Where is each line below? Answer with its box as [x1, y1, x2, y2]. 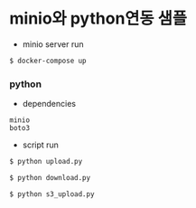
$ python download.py [9, 173, 91, 182]
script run [22, 139, 59, 150]
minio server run [22, 38, 84, 50]
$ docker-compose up [9, 56, 88, 65]
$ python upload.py [9, 157, 83, 166]
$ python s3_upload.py [9, 189, 95, 199]
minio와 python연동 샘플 [9, 8, 188, 29]
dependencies [22, 99, 77, 109]
